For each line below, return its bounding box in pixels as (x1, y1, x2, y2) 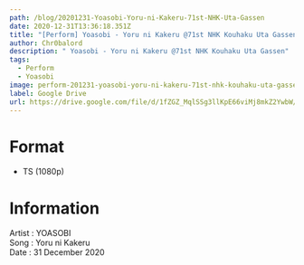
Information (9, 198, 100, 218)
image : (9, 80, 34, 90)
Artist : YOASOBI (9, 228, 71, 239)
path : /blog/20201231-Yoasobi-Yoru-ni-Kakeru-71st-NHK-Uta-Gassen (9, 13, 265, 23)
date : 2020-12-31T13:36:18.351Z (9, 22, 131, 31)
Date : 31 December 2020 (9, 247, 106, 258)
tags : (9, 55, 30, 64)
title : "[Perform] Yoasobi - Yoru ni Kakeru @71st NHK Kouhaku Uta (9, 30, 270, 39)
